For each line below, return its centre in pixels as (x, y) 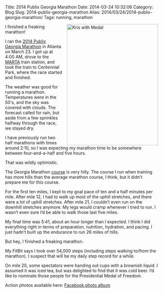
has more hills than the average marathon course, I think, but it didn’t (74, 177)
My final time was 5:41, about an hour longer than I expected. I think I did (78, 222)
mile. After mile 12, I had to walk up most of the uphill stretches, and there (78, 197)
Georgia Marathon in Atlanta (33, 46)
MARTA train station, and (30, 62)
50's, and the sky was (27, 102)
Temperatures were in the (31, 97)
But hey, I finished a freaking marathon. (44, 241)
